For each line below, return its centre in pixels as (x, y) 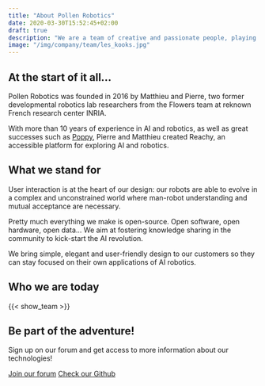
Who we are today (54, 287)
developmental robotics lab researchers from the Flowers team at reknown (130, 105)
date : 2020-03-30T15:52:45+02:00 (63, 23)
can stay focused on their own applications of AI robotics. (102, 262)
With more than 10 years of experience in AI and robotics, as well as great (128, 128)
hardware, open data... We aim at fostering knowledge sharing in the (120, 230)
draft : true (28, 30)
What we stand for (55, 170)
